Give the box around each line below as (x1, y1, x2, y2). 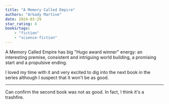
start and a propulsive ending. (5, 59, 67, 65)
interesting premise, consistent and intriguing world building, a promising (5, 54, 157, 60)
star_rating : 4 (5, 21, 37, 26)
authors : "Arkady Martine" (5, 12, 62, 17)
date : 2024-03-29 (5, 16, 42, 21)
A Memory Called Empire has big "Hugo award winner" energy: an (5, 48, 142, 55)
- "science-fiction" (14, 35, 57, 40)
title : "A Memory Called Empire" (5, 7, 75, 12)
